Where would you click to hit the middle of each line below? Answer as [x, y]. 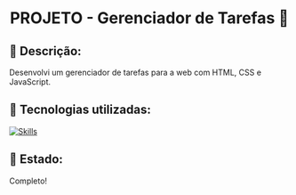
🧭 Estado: [36, 159]
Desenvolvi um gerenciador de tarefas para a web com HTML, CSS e [136, 72]
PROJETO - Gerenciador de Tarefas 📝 [149, 18]
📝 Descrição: [45, 51]
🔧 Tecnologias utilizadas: [80, 110]
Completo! [28, 181]
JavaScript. [30, 82]
